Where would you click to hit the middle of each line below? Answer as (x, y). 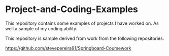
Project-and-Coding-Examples (72, 9)
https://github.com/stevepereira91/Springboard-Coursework (68, 48)
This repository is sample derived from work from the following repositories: (85, 38)
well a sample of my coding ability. (41, 28)
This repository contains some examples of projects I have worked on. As (82, 23)
